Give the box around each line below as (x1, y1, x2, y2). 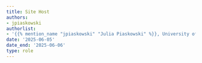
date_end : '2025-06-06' (6, 43, 66, 49)
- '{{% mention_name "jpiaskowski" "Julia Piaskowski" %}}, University (6, 31, 189, 37)
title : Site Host (6, 8, 50, 15)
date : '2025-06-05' (6, 37, 55, 43)
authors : (6, 14, 28, 20)
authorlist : (6, 25, 36, 32)
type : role (6, 48, 34, 54)
